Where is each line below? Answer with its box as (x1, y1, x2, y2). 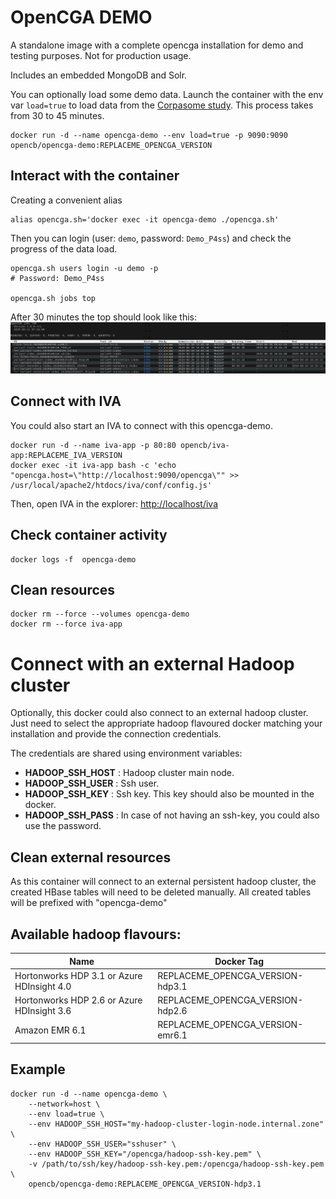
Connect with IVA (10, 393, 122, 410)
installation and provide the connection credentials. (10, 728, 222, 740)
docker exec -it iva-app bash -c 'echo (10, 460, 177, 470)
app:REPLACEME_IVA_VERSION (10, 450, 123, 460)
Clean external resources (10, 849, 172, 866)
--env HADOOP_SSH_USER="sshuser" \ (28, 1139, 177, 1149)
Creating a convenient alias (10, 194, 123, 206)
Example (10, 1061, 66, 1078)
